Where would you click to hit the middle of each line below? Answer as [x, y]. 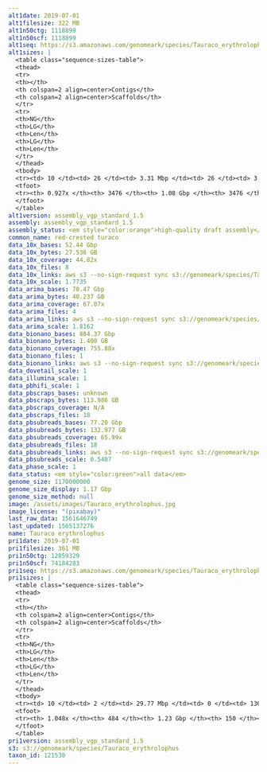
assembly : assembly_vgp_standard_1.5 [71, 223]
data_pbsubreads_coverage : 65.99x [66, 437]
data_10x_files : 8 [39, 267]
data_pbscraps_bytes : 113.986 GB [64, 400]
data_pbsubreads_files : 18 [53, 445]
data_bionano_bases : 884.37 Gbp [62, 334]
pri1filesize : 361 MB [44, 548]
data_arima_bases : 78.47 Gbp [56, 290]
